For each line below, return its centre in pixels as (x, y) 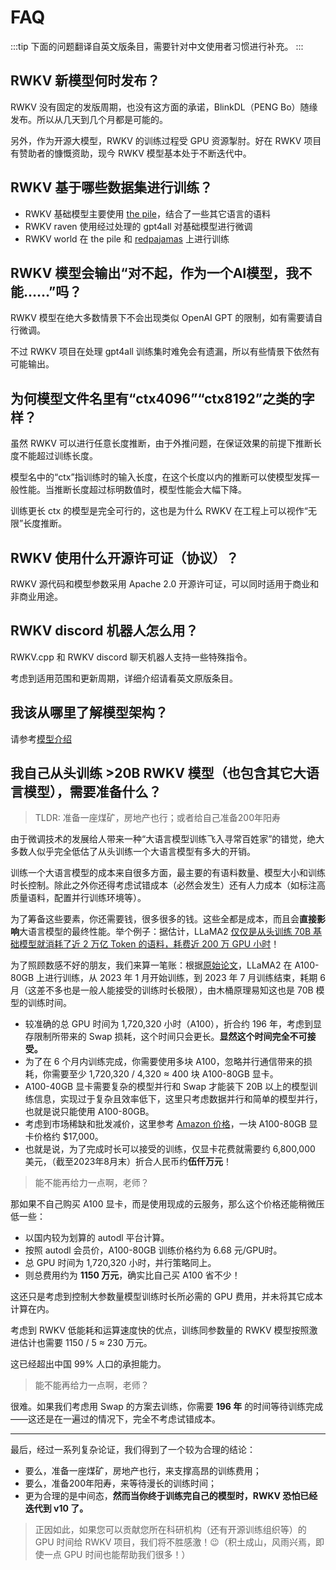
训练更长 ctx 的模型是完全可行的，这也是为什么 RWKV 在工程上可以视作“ (159, 511)
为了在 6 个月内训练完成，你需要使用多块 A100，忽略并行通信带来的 (164, 1062)
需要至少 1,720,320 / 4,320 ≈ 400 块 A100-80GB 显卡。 (165, 1074)
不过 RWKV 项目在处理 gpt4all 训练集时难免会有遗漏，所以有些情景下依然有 (165, 352)
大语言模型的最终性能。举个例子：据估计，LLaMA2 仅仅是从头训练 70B (165, 932)
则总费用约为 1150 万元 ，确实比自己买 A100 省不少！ (132, 1275)
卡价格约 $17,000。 (64, 1137)
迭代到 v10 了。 (56, 1508)
